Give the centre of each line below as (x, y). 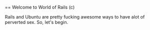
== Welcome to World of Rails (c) (40, 7)
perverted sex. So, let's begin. (37, 22)
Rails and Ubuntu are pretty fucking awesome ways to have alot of (75, 17)
